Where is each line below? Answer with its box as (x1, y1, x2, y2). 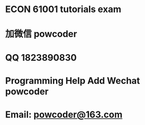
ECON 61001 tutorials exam (5, 4, 122, 15)
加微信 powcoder (5, 28, 77, 40)
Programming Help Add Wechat (5, 75, 140, 87)
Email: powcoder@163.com (5, 109, 122, 120)
